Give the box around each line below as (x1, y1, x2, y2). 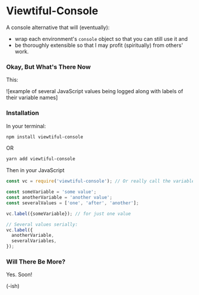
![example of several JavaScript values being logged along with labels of (6, 88, 184, 95)
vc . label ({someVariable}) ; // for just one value (6, 211, 131, 217)
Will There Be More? (6, 257, 66, 265)
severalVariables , (11, 238, 57, 244)
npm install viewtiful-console (6, 134, 84, 140)
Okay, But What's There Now (6, 62, 91, 71)
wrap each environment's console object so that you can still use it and (14, 35, 188, 42)
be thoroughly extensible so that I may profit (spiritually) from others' (14, 42, 184, 49)
